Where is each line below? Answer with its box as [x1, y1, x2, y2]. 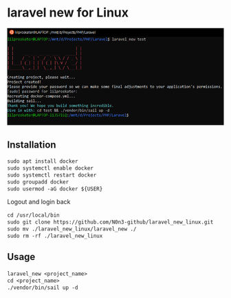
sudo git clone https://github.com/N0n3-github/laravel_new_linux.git [7, 219, 214, 226]
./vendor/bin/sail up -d [7, 284, 78, 291]
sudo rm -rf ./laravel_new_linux [7, 232, 103, 239]
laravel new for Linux [7, 5, 129, 21]
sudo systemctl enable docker [7, 165, 94, 172]
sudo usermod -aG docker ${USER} [7, 186, 103, 192]
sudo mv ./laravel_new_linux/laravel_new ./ [7, 226, 137, 232]
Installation [7, 139, 56, 150]
